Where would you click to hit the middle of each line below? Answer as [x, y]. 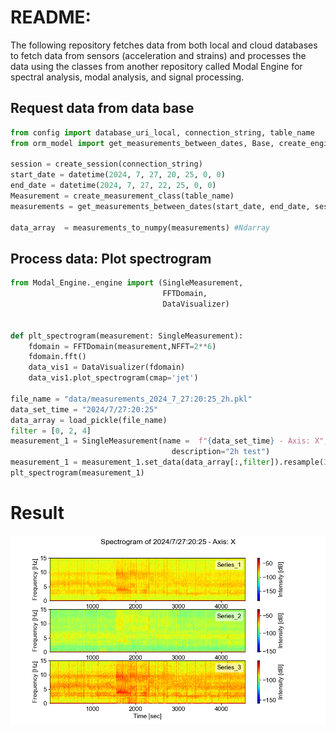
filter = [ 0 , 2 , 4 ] [51, 431]
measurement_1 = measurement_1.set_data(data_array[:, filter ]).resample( [167, 462]
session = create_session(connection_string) [106, 164]
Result [37, 513]
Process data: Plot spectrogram [111, 258]
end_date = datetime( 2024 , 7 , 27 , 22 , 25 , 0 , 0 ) [113, 186]
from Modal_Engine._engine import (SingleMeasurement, [127, 283]
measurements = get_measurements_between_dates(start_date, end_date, [160, 206]
